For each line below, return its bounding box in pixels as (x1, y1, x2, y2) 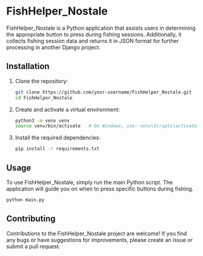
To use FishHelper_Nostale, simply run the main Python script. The (6, 178, 173, 186)
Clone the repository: (15, 77, 68, 84)
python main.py (6, 197, 45, 203)
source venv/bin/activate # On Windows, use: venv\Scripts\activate (15, 123, 198, 129)
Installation (6, 61, 50, 72)
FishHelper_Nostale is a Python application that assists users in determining (6, 24, 196, 32)
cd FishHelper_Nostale (15, 95, 73, 101)
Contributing (6, 214, 56, 224)
